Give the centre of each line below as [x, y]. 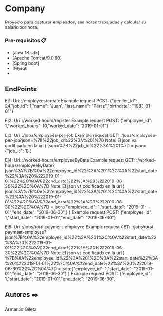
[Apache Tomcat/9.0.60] [37, 58]
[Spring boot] [26, 63]
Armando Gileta [21, 309]
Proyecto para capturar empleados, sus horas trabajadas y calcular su [76, 22]
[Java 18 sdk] [26, 53]
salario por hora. [21, 27]
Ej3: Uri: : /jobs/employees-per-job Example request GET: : [63, 135]
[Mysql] [20, 68]
